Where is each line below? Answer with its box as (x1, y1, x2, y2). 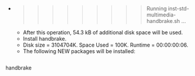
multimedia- (146, 11, 176, 18)
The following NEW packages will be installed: (22, 48, 135, 55)
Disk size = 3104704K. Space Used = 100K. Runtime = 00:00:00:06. (22, 41, 188, 48)
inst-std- (167, 5, 190, 12)
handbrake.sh (146, 18, 180, 24)
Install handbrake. (22, 35, 67, 42)
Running (146, 5, 167, 12)
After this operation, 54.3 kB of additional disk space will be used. (22, 29, 183, 36)
